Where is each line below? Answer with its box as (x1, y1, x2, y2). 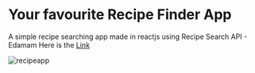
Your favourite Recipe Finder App (8, 6, 232, 24)
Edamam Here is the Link (8, 40, 90, 49)
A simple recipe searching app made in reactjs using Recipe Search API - (8, 32, 248, 41)
